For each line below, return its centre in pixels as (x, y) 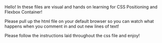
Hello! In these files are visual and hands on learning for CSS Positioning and (81, 7)
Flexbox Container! (23, 12)
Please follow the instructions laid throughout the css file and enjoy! (72, 36)
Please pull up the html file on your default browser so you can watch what (79, 21)
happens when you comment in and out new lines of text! (62, 26)
